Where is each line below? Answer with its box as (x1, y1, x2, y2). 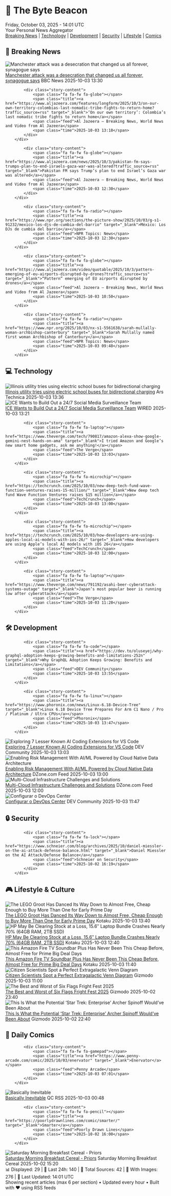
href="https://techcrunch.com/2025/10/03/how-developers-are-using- (5, 532, 155, 538)
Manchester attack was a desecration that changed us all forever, (5, 72, 143, 78)
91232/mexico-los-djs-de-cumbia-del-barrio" (5, 222, 102, 227)
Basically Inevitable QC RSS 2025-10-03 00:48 (5, 1094, 104, 1101)
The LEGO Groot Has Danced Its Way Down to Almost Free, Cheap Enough (5, 912, 163, 918)
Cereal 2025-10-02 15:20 (5, 1160, 59, 1167)
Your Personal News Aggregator (5, 27, 73, 33)
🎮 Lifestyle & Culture (5, 885, 75, 894)
